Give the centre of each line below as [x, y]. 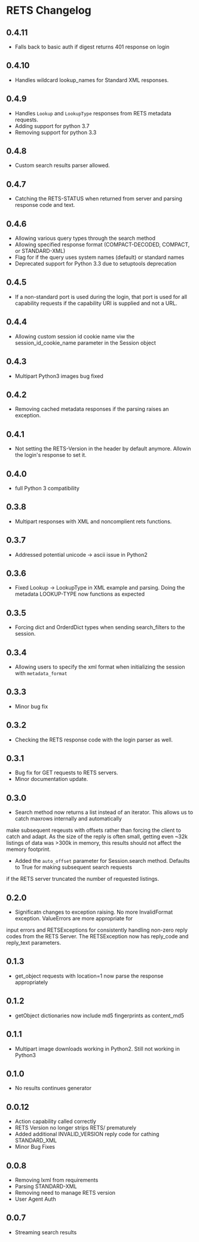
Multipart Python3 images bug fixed [59, 376]
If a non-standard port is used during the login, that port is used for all [101, 297]
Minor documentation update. [51, 779]
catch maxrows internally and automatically [68, 819]
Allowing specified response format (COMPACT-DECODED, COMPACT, [102, 245]
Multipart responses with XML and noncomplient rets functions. [93, 521]
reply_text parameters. [34, 943]
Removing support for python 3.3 [56, 132]
